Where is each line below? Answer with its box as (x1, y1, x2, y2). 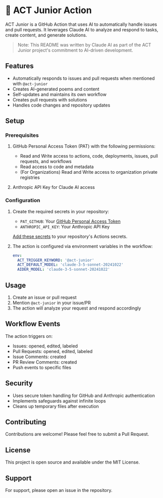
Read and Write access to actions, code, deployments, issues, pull (20, 153, 158, 159)
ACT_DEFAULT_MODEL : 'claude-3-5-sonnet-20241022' (17, 262, 124, 267)
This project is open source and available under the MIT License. (5, 459, 140, 465)
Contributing (5, 418, 46, 426)
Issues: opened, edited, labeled (12, 343, 78, 349)
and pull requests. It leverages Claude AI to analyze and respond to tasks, (5, 26, 158, 32)
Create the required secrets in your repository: (12, 208, 110, 214)
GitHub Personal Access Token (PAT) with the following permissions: (12, 143, 155, 150)
